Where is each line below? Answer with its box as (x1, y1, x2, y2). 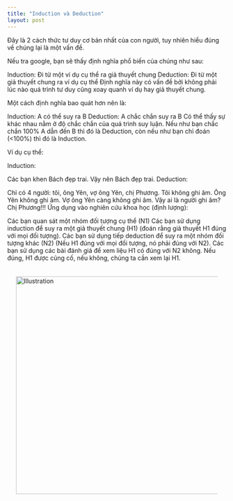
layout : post (7, 17, 45, 24)
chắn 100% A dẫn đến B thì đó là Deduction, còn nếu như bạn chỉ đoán (7, 127, 210, 135)
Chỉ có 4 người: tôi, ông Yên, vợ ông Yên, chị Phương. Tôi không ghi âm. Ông (7, 188, 226, 196)
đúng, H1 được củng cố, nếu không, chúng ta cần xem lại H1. (7, 254, 181, 262)
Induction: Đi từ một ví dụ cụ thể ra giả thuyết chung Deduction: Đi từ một (7, 70, 218, 79)
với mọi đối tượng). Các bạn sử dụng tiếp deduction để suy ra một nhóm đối (7, 231, 224, 240)
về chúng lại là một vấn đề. (7, 43, 85, 52)
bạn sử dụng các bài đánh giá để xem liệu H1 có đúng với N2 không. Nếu (7, 246, 216, 254)
